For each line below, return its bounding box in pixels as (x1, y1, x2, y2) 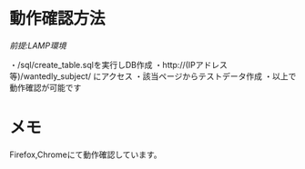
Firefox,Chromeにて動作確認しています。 (9, 149, 162, 160)
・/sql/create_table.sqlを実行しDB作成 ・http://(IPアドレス (9, 59, 228, 70)
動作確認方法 (9, 8, 107, 29)
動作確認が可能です (9, 82, 82, 93)
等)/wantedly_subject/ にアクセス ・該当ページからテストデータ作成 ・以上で (9, 70, 297, 82)
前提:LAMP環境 (9, 40, 66, 51)
